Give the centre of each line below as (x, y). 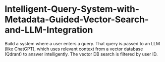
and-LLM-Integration (49, 30)
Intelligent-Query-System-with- (72, 9)
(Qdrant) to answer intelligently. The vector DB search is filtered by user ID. (81, 54)
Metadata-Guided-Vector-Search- (77, 19)
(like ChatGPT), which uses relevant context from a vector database (74, 49)
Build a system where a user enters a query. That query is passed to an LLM (82, 43)
